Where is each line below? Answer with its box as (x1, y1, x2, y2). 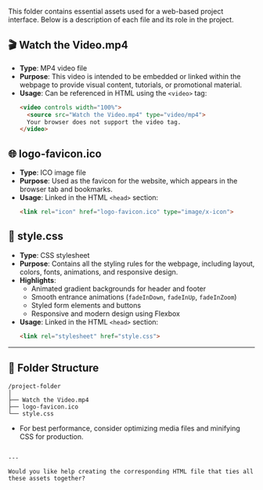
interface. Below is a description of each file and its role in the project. (8, 15, 234, 24)
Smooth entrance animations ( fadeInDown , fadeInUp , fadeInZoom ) (31, 292, 237, 301)
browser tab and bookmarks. (19, 184, 113, 194)
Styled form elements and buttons (31, 300, 142, 310)
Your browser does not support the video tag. (27, 118, 182, 126)
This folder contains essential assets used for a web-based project (8, 7, 224, 16)
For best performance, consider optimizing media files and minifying (19, 423, 240, 433)
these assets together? (8, 474, 86, 482)
